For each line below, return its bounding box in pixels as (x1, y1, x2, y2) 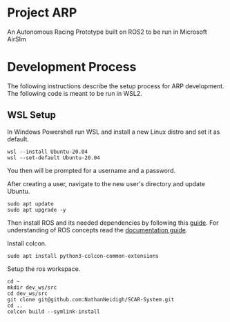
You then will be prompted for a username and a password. (7, 166, 176, 174)
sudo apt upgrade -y (7, 206, 67, 213)
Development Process (7, 59, 137, 75)
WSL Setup (7, 109, 57, 121)
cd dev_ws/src (7, 290, 48, 297)
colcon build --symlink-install (7, 308, 100, 315)
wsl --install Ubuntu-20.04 (7, 148, 88, 155)
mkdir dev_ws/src (7, 284, 57, 291)
